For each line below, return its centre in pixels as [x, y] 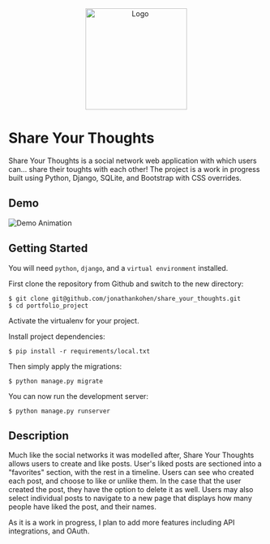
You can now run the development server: [78, 396]
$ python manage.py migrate [56, 381]
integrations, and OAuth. [49, 531]
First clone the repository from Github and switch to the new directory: [126, 284]
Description [39, 436]
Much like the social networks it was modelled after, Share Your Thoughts [131, 455]
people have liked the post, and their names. [82, 507]
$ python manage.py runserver [60, 411]
